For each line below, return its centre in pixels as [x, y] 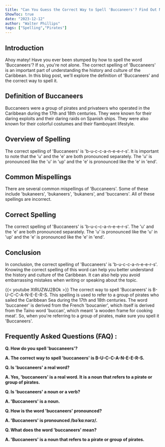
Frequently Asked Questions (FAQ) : [61, 336]
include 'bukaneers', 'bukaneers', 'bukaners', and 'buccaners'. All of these [80, 194]
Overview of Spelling [38, 139]
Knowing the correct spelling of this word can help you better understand [79, 270]
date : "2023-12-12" [25, 19]
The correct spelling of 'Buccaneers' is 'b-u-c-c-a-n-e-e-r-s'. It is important [82, 151]
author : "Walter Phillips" [33, 23]
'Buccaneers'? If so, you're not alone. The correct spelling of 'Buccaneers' [81, 65]
